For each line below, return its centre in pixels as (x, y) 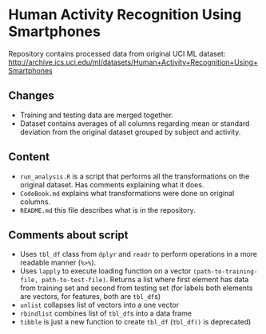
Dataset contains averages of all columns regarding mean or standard (135, 123)
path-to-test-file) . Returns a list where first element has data (145, 280)
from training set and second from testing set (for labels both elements (136, 288)
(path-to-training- (225, 272)
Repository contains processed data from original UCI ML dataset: (117, 53)
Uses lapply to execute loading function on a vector (105, 271)
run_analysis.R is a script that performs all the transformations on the (135, 176)
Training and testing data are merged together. (97, 115)
